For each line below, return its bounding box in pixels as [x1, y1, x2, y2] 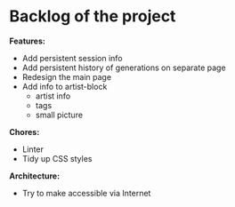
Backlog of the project [9, 6, 176, 27]
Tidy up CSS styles [21, 153, 93, 163]
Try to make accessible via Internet [21, 187, 151, 198]
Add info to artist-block [21, 81, 108, 92]
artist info [35, 91, 71, 101]
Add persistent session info [21, 52, 123, 63]
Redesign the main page [21, 71, 112, 82]
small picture [35, 109, 83, 120]
